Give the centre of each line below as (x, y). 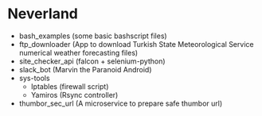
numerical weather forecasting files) (78, 52)
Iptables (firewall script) (70, 86)
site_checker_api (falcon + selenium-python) (92, 61)
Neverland (43, 14)
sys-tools (34, 78)
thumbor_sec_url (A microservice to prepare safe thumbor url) (121, 103)
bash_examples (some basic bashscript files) (93, 36)
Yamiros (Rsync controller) (74, 95)
